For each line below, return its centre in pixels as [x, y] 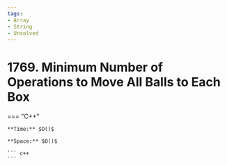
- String [20, 26]
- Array [18, 20]
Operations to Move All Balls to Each [114, 82]
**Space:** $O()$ [32, 141]
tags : [15, 14]
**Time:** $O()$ [31, 129]
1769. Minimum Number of [85, 68]
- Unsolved [23, 33]
